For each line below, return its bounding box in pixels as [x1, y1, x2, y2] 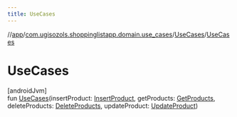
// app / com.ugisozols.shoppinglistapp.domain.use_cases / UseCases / [7, 30, 207, 39]
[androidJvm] [7, 86, 48, 95]
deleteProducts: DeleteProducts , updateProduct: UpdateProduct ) [7, 101, 198, 110]
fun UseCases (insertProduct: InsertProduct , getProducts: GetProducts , [7, 93, 216, 102]
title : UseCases [7, 10, 56, 18]
